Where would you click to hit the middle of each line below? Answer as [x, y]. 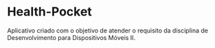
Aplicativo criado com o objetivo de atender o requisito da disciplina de [107, 30]
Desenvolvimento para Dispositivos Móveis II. [71, 37]
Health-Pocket [50, 12]
